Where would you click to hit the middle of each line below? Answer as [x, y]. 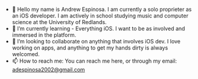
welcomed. [26, 54]
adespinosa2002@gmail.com [49, 70]
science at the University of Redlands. [59, 22]
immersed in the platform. [44, 35]
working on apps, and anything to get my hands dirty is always [90, 48]
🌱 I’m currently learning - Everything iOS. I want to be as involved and [98, 28]
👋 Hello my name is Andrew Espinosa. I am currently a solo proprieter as [102, 9]
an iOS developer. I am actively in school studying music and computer [100, 16]
